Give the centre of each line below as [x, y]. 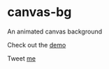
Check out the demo [37, 45]
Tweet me [22, 58]
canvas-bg [39, 12]
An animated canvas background [55, 31]
